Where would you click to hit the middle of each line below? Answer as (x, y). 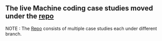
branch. (14, 34)
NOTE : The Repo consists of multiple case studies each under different (81, 28)
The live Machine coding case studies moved (79, 8)
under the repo (30, 16)
